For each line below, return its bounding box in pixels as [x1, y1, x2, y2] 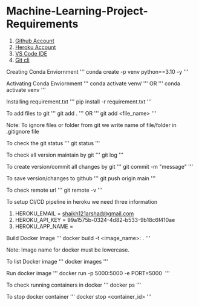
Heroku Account [15, 44, 56, 51]
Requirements [6, 17, 79, 31]
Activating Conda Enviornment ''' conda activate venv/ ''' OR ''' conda [6, 80, 180, 87]
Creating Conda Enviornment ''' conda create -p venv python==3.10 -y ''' [6, 68, 189, 75]
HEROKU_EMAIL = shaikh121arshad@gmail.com [15, 210, 134, 217]
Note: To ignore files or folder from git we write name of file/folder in [6, 121, 177, 128]
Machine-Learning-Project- [6, 4, 148, 18]
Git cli [15, 56, 30, 63]
